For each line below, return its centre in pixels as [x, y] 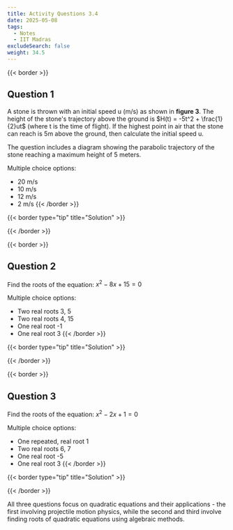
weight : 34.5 [26, 53]
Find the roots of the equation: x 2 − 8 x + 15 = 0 [75, 284]
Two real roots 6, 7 [44, 448]
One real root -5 [40, 456]
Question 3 [32, 396]
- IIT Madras [32, 40]
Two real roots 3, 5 [44, 311]
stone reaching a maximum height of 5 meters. [74, 154]
